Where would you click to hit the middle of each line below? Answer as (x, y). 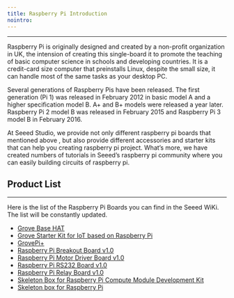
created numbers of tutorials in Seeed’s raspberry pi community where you (115, 155)
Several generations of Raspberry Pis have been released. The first (103, 89)
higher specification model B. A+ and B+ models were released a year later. (116, 104)
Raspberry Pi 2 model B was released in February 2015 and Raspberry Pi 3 (114, 111)
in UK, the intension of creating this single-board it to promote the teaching (115, 54)
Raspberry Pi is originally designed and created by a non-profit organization (116, 47)
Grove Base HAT (41, 228)
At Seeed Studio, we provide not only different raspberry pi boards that (109, 132)
